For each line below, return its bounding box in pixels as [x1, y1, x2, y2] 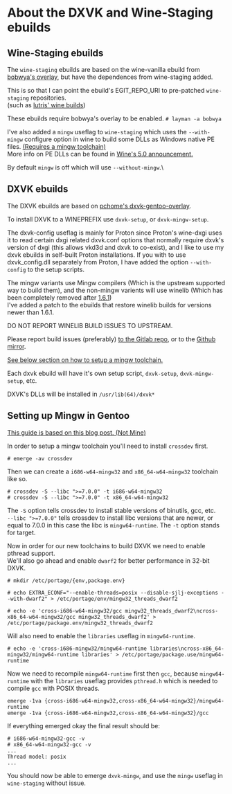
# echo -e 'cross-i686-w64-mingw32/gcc [7, 607, 123, 614]
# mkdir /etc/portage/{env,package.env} [7, 577, 126, 584]
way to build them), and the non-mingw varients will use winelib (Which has [7, 286, 223, 294]
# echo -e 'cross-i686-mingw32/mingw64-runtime [7, 645, 148, 652]
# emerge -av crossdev [7, 455, 73, 462]
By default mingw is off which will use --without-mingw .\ [7, 163, 164, 171]
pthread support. [7, 549, 55, 557]
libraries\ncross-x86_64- [150, 645, 225, 652]
